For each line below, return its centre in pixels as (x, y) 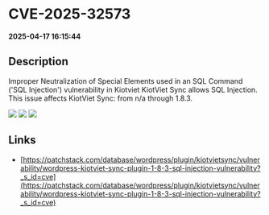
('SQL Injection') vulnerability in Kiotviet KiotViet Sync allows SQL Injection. (133, 89)
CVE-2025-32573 (70, 14)
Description (38, 62)
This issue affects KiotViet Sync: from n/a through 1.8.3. (101, 98)
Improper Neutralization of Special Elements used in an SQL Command (126, 81)
